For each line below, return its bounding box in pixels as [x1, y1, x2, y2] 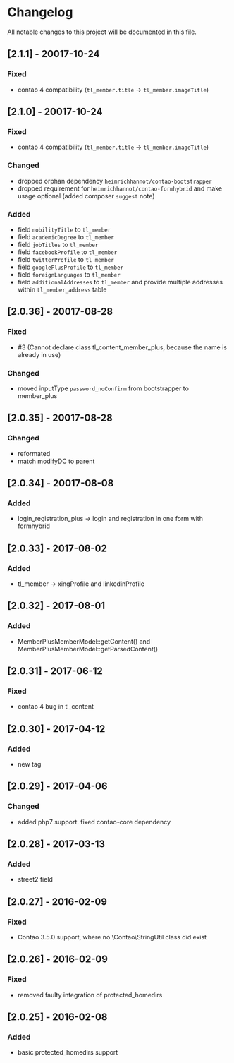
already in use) [17, 350, 61, 359]
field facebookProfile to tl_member [17, 248, 118, 256]
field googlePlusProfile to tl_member [17, 263, 124, 271]
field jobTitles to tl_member [17, 240, 99, 248]
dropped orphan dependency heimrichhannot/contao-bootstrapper [17, 176, 213, 185]
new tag [17, 760, 42, 769]
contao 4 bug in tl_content [17, 702, 94, 711]
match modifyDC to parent [17, 457, 95, 465]
